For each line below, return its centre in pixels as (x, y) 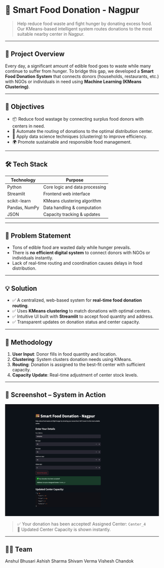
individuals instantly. (33, 258)
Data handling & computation (72, 207)
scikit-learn (19, 201)
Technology (23, 180)
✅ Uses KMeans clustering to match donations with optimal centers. (82, 311)
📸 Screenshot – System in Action (55, 395)
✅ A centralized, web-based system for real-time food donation (77, 300)
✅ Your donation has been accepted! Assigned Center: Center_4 (82, 524)
